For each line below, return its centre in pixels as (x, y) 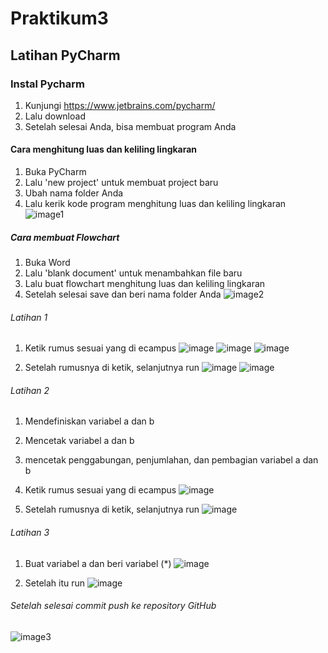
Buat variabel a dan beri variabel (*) (98, 563)
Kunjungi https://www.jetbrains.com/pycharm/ (120, 105)
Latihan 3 (30, 533)
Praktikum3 (59, 18)
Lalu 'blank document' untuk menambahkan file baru (133, 273)
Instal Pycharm (47, 84)
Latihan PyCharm (65, 55)
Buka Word (47, 263)
